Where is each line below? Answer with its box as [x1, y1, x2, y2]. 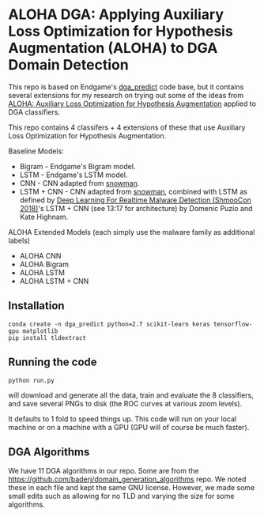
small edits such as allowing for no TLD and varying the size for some [8, 492, 235, 501]
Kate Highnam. [19, 212, 69, 221]
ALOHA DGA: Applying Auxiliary [8, 6, 224, 24]
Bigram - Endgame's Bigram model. [19, 161, 136, 171]
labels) [8, 236, 30, 245]
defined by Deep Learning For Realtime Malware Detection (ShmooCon [19, 195, 251, 205]
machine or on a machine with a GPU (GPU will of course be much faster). [8, 422, 250, 432]
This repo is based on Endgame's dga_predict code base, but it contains [8, 81, 244, 92]
